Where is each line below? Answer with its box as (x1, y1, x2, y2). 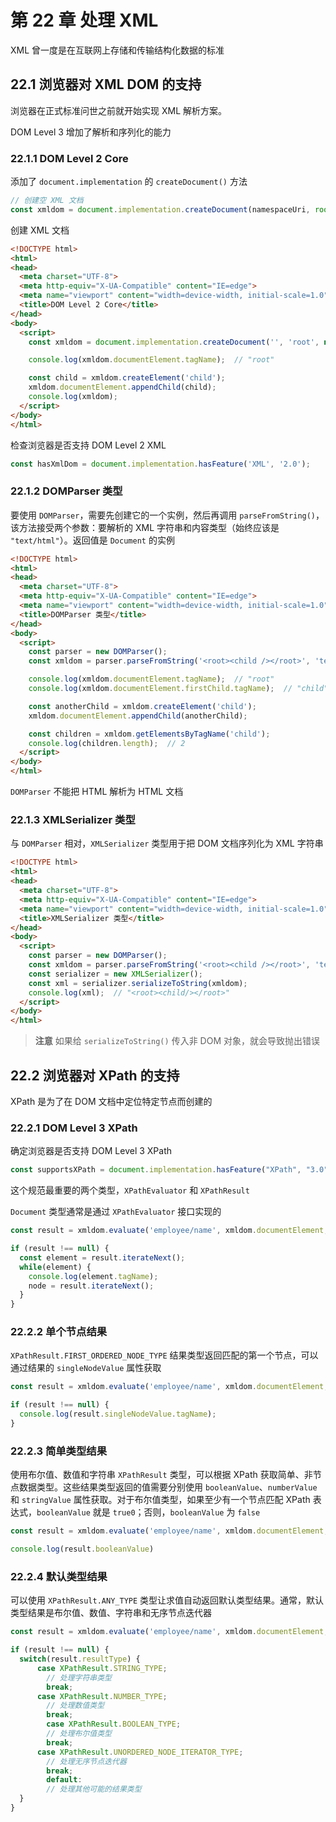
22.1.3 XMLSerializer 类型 (10, 813, 136, 827)
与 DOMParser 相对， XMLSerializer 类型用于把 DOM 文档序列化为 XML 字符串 (10, 837, 324, 850)
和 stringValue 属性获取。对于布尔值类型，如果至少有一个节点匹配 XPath (10, 1494, 311, 1506)
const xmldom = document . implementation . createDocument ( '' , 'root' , (28, 337, 320, 347)
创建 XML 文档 (10, 224, 70, 236)
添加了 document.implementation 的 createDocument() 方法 (10, 176, 248, 188)
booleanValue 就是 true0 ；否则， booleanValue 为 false (36, 1506, 261, 1518)
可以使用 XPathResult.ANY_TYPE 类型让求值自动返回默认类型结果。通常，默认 (10, 1594, 325, 1606)
